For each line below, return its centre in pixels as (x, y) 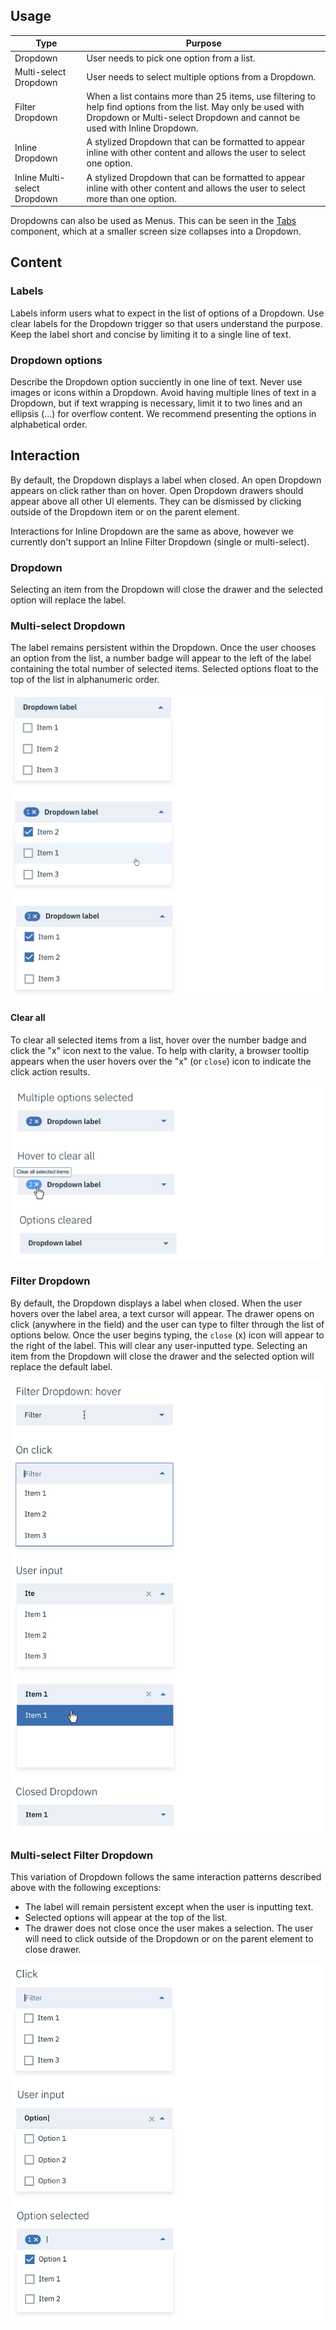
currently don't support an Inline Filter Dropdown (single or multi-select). (160, 541)
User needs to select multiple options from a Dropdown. (201, 77)
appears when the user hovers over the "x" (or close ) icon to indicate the (161, 1061)
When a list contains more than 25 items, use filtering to (201, 96)
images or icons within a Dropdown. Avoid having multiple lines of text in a (163, 393)
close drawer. (53, 1949)
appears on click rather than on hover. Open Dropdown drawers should (157, 490)
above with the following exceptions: (86, 1887)
